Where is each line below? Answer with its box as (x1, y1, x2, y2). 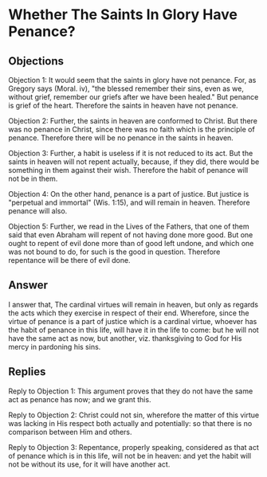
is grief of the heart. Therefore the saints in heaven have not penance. (8, 101, 238, 110)
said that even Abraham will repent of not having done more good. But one (8, 230, 253, 240)
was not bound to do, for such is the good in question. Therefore (8, 247, 221, 256)
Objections (8, 54, 65, 68)
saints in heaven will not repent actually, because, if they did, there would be (8, 157, 260, 166)
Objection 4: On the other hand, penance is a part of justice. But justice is (8, 190, 249, 198)
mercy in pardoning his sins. (8, 342, 101, 351)
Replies (8, 365, 46, 379)
